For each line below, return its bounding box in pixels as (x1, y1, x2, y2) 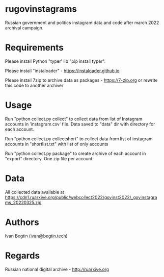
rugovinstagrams (5, 3, 77, 15)
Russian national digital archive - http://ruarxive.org (5, 266, 109, 272)
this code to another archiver (5, 82, 64, 88)
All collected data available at (5, 189, 65, 195)
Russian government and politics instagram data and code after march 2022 (5, 20, 159, 25)
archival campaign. (5, 25, 44, 30)
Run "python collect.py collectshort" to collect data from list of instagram (5, 136, 153, 142)
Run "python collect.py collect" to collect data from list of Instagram (5, 116, 142, 122)
